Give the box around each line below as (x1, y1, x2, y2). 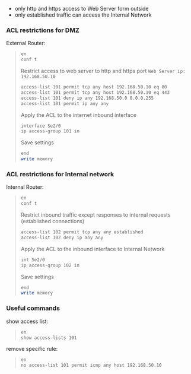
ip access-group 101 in (20, 128, 80, 134)
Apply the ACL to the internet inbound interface (20, 111, 136, 118)
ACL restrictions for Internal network (6, 170, 114, 178)
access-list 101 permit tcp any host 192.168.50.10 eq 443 (20, 89, 170, 96)
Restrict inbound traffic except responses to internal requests (20, 211, 171, 218)
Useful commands (6, 304, 61, 312)
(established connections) (20, 218, 85, 225)
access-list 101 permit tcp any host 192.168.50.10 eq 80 (20, 84, 167, 90)
